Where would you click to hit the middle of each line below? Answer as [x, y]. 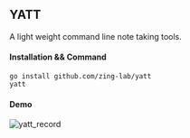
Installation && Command [58, 57]
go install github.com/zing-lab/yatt [81, 77]
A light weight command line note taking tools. [96, 36]
